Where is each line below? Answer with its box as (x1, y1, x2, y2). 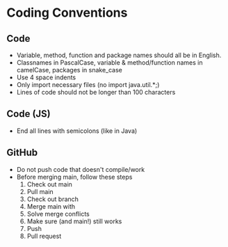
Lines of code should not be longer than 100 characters (16, 88, 176, 96)
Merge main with (26, 202, 76, 210)
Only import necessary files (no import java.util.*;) (16, 81, 160, 88)
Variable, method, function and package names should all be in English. (16, 51, 222, 59)
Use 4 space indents (16, 73, 76, 81)
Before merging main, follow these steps (16, 173, 133, 181)
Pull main (26, 187, 54, 196)
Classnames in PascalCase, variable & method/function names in (16, 58, 203, 67)
